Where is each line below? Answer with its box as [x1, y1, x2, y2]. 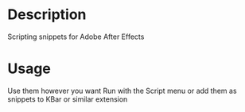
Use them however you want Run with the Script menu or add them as [7, 86, 237, 95]
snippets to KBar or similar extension [7, 94, 128, 104]
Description [7, 6, 87, 24]
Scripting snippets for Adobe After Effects [7, 32, 145, 41]
